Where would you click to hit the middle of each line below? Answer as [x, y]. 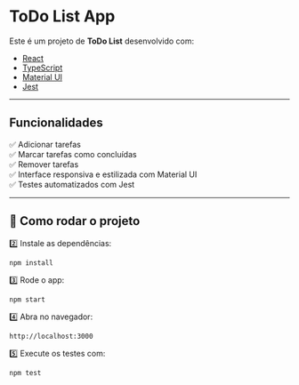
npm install [31, 263]
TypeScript [42, 68]
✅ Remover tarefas [44, 164]
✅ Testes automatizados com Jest [72, 184]
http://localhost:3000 [51, 336]
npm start [28, 300]
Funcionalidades [57, 123]
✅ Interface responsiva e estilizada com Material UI [103, 174]
